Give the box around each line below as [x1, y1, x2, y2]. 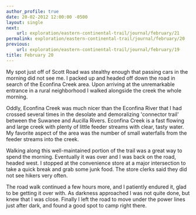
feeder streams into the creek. [6, 135, 79, 142]
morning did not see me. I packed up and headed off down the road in [6, 74, 175, 81]
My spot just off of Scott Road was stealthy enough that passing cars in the [6, 68, 188, 75]
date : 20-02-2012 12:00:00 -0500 [6, 14, 88, 20]
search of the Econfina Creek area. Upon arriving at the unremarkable [6, 80, 175, 88]
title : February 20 [6, 52, 54, 58]
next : [6, 25, 19, 31]
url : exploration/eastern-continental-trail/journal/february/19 [16, 47, 180, 53]
